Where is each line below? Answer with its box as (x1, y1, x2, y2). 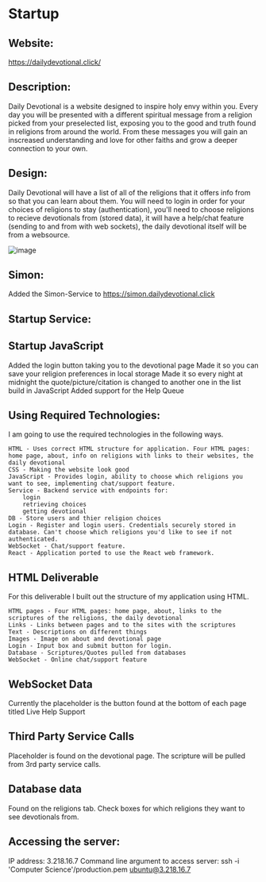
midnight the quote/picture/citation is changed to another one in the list (8, 377, 241, 387)
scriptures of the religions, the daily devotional (8, 614, 183, 622)
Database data (8, 783, 82, 796)
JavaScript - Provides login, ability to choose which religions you (8, 473, 244, 481)
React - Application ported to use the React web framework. (8, 549, 215, 557)
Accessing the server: (8, 835, 121, 849)
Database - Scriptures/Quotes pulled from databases (8, 649, 187, 657)
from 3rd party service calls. (8, 759, 102, 768)
